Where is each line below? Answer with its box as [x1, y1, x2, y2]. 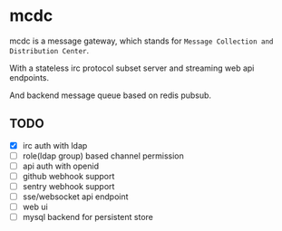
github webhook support [22, 170, 115, 181]
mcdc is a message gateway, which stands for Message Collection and [9, 35, 274, 46]
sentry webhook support [22, 181, 115, 191]
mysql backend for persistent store [22, 212, 154, 223]
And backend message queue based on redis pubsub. [9, 90, 211, 101]
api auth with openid [22, 160, 100, 171]
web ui [22, 201, 48, 213]
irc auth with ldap [22, 140, 88, 150]
